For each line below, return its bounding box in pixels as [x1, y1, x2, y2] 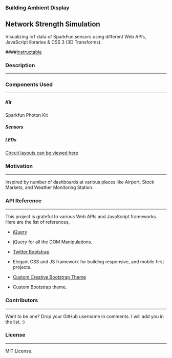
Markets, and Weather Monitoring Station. [5, 184, 94, 191]
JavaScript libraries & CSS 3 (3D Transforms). [5, 39, 102, 45]
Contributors [5, 297, 38, 304]
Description [5, 61, 35, 69]
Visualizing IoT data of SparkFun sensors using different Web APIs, [5, 33, 146, 39]
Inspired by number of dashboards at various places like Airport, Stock [5, 179, 155, 185]
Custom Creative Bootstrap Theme [12, 274, 86, 280]
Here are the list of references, [5, 219, 70, 225]
